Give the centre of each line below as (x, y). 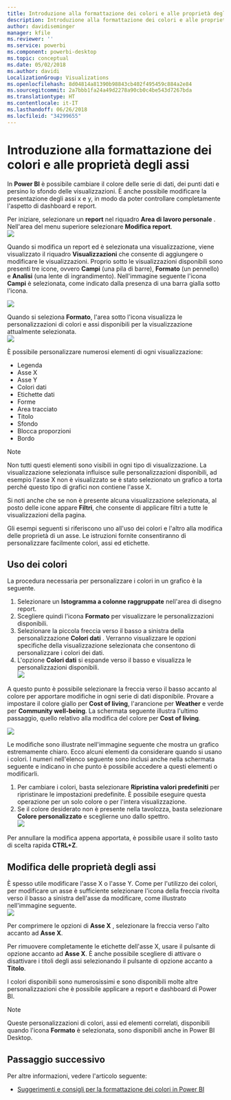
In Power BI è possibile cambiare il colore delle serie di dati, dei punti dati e (113, 184)
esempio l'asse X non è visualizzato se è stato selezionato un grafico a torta (115, 479)
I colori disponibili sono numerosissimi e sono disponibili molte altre (102, 982)
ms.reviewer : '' (30, 39)
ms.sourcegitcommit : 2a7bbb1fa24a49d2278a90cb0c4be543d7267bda (100, 90)
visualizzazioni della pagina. (47, 515)
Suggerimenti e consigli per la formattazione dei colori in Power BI (111, 1089)
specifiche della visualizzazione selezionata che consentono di (106, 645)
